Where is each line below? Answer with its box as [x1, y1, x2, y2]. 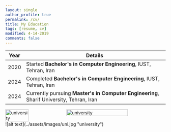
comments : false [5, 36, 40, 41]
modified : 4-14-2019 [5, 31, 49, 36]
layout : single [5, 7, 38, 13]
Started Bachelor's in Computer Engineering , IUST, [26, 60, 151, 68]
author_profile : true [5, 12, 51, 17]
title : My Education [5, 21, 49, 27]
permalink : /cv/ [5, 17, 40, 22]
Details [85, 52, 103, 59]
